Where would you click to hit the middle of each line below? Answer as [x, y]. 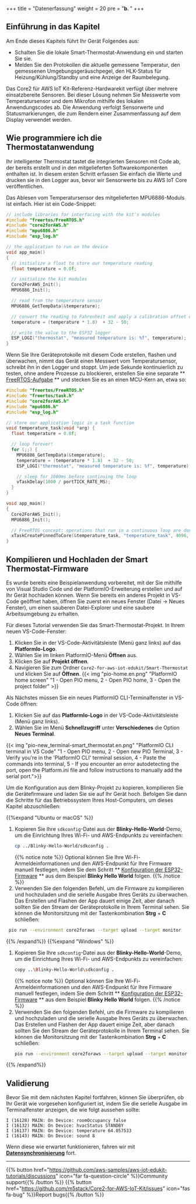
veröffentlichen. [25, 186]
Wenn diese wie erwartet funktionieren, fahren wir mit [71, 1147]
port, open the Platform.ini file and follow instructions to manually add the [94, 770]
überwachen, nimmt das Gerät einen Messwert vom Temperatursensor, [92, 361]
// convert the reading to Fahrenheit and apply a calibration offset [99, 317]
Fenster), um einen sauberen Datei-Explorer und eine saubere [80, 607]
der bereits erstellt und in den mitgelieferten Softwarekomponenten [87, 167]
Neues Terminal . [35, 734]
